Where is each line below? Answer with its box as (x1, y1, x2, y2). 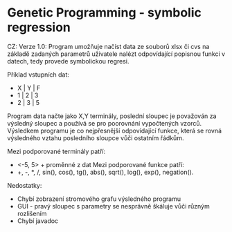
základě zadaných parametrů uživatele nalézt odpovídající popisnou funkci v (7, 50, 226, 58)
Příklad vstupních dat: (7, 70, 69, 79)
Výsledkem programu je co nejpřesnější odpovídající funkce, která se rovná (7, 126, 222, 135)
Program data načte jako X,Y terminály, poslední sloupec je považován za (7, 112, 217, 120)
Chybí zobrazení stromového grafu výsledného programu (17, 195, 181, 203)
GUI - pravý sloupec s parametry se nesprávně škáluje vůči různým (17, 202, 210, 210)
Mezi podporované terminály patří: (7, 147, 106, 155)
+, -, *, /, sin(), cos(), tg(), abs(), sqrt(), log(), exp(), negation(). (17, 168, 194, 176)
